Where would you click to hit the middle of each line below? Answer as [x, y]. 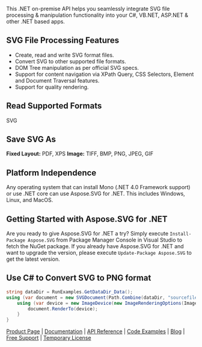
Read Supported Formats [54, 106]
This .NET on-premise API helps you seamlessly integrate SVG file [88, 9]
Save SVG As [31, 139]
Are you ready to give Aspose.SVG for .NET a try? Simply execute [87, 234]
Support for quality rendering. [52, 87]
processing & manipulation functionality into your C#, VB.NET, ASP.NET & [97, 15]
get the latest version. [33, 259]
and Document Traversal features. [57, 80]
